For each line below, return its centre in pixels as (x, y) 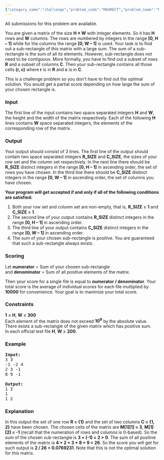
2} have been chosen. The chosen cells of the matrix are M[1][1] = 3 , (74, 427)
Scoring (15, 256)
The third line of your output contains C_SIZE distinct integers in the (80, 228)
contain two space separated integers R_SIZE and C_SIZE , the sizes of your (81, 157)
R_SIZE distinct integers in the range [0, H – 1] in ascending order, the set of (81, 167)
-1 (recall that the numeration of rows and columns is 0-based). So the (87, 432)
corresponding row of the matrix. (38, 128)
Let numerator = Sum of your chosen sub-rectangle (57, 267)
